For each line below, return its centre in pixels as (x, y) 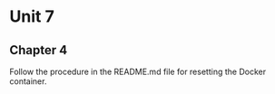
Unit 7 (32, 17)
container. (28, 81)
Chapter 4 (39, 50)
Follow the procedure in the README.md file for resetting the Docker (137, 71)
